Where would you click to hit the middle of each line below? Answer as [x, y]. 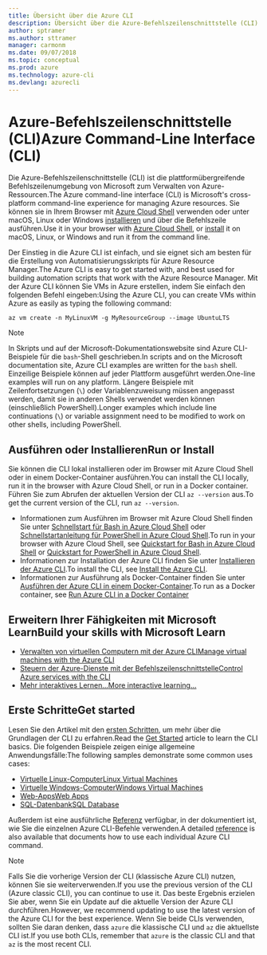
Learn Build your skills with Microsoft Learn [117, 632]
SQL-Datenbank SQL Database [69, 804]
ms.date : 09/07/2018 [43, 53]
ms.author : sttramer [43, 38]
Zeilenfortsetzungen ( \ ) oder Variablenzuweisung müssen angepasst [122, 391]
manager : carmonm [37, 45]
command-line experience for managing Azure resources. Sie [139, 203]
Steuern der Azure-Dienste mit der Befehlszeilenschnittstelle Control [131, 669]
